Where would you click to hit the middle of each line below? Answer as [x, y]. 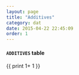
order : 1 [17, 34]
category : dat [24, 23]
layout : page [22, 12]
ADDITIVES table [25, 53]
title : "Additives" [31, 17]
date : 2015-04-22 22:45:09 [40, 28]
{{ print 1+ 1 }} [23, 66]
